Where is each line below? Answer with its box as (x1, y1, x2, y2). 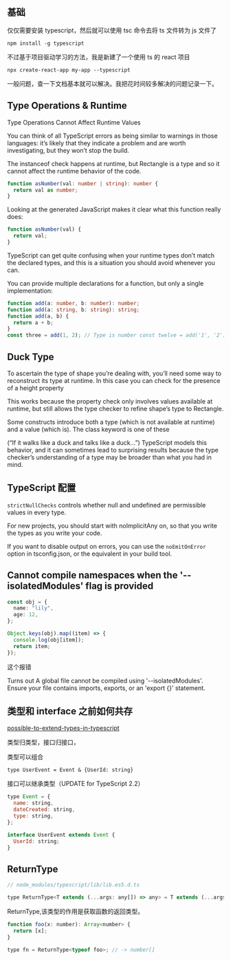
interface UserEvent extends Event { (7, 831, 115, 838)
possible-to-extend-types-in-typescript (7, 724, 120, 732)
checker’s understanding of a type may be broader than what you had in (7, 453, 212, 461)
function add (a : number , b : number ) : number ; (7, 300, 140, 306)
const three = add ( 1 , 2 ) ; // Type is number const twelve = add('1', (7, 332, 211, 339)
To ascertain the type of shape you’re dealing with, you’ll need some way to (7, 369, 222, 377)
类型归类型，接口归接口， (7, 738, 80, 747)
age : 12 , (13, 612, 38, 618)
